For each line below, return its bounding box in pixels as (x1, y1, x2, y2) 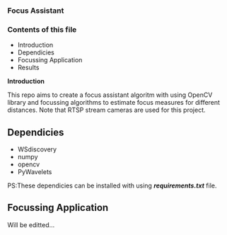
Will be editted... (7, 220, 55, 229)
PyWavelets (17, 168, 52, 176)
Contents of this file (7, 24, 77, 34)
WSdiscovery (17, 145, 57, 154)
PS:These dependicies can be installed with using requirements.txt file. (7, 181, 217, 190)
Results (17, 63, 40, 72)
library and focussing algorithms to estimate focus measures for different (7, 98, 221, 107)
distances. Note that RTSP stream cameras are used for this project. (7, 105, 206, 115)
